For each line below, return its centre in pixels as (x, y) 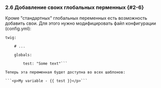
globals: (23, 55)
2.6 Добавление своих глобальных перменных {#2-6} (75, 7)
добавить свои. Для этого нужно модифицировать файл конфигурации (81, 23)
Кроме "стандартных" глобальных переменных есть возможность (76, 18)
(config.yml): (18, 29)
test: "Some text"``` (45, 64)
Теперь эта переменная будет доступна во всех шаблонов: (65, 72)
